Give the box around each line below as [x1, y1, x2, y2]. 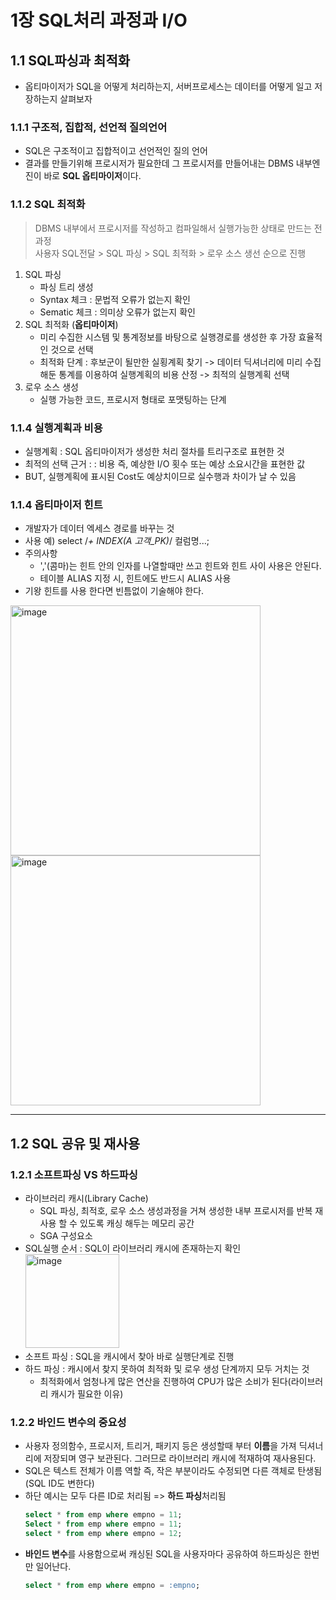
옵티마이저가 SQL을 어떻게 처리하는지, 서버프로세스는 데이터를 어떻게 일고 [24, 81, 313, 92]
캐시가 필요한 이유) [50, 1387, 124, 1400]
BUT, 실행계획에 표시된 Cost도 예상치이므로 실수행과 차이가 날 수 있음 [24, 470, 297, 482]
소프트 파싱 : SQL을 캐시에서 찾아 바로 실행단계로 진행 [24, 1350, 235, 1362]
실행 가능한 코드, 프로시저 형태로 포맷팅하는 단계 [39, 393, 227, 405]
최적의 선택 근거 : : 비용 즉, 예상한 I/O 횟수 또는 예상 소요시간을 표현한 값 [24, 457, 306, 470]
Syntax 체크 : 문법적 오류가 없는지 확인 [39, 293, 191, 305]
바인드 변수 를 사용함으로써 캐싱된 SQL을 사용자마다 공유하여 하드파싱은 [24, 1547, 302, 1560]
